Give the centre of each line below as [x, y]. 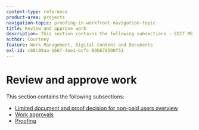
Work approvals [34, 114]
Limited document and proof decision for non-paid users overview [96, 108]
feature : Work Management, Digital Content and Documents [80, 45]
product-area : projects [36, 17]
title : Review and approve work [46, 28]
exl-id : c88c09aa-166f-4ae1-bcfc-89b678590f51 [65, 51]
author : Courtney [28, 39]
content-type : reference [37, 12]
